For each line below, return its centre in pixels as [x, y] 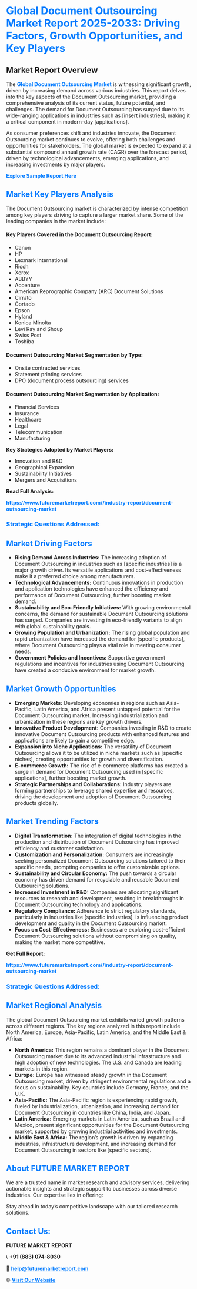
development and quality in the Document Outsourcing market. [91, 923]
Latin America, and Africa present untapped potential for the [107, 709]
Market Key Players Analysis [60, 195]
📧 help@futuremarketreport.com [47, 1269]
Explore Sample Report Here [41, 176]
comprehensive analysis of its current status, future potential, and [86, 103]
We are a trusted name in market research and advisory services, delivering [98, 1182]
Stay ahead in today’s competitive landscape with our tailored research [92, 1207]
